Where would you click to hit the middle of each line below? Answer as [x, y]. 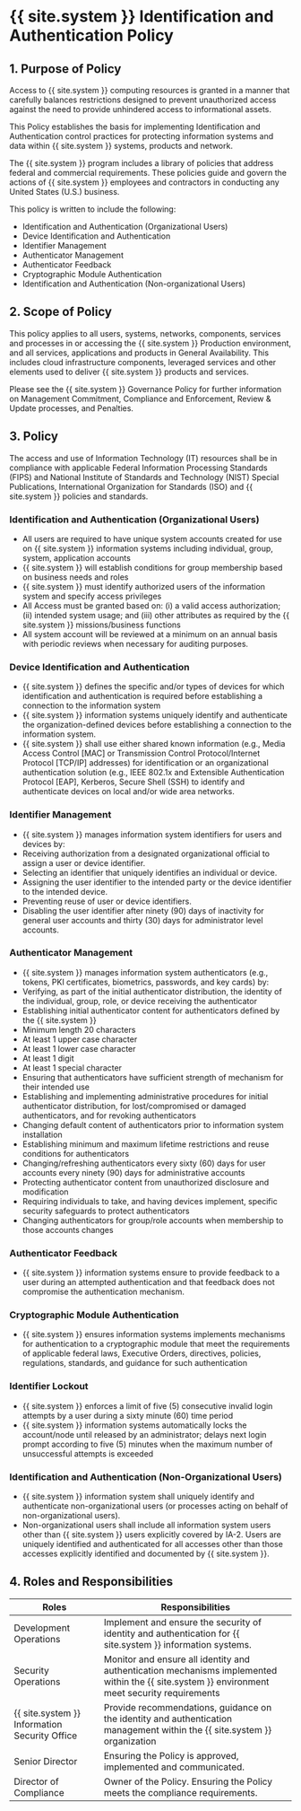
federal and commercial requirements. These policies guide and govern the [148, 173]
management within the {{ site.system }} [188, 1729]
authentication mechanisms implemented [190, 1670]
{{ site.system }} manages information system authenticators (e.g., [145, 972]
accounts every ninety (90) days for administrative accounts [133, 1172]
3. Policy [34, 437]
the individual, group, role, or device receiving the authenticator [140, 1001]
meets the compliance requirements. [181, 1792]
